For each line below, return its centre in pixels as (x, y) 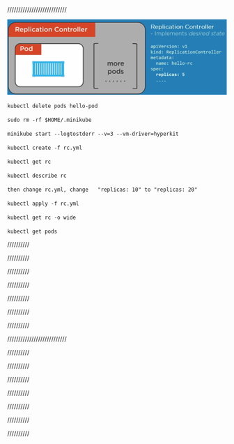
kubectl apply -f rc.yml (43, 204)
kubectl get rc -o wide (42, 218)
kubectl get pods (32, 232)
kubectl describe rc (37, 176)
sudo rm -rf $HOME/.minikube (49, 120)
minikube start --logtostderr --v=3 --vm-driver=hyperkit (93, 134)
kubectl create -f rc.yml (45, 148)
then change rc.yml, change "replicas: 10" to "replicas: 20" (102, 190)
